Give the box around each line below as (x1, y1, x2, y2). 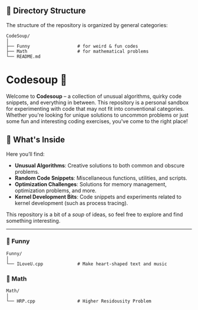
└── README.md (6, 54, 41, 60)
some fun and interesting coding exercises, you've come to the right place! (6, 117, 188, 124)
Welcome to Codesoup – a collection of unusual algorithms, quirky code (6, 93, 181, 100)
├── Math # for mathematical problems (6, 48, 149, 54)
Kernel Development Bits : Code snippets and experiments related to (14, 193, 181, 200)
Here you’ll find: (6, 150, 45, 157)
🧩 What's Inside (6, 135, 65, 145)
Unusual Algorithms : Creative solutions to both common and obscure (14, 161, 185, 169)
